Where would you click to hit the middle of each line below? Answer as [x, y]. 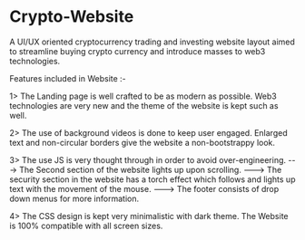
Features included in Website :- [68, 78]
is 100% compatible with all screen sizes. [86, 226]
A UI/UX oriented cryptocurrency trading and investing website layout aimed [152, 42]
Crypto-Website [72, 17]
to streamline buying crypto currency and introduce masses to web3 [138, 51]
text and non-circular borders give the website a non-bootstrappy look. [142, 142]
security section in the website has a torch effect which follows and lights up [152, 179]
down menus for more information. [74, 198]
